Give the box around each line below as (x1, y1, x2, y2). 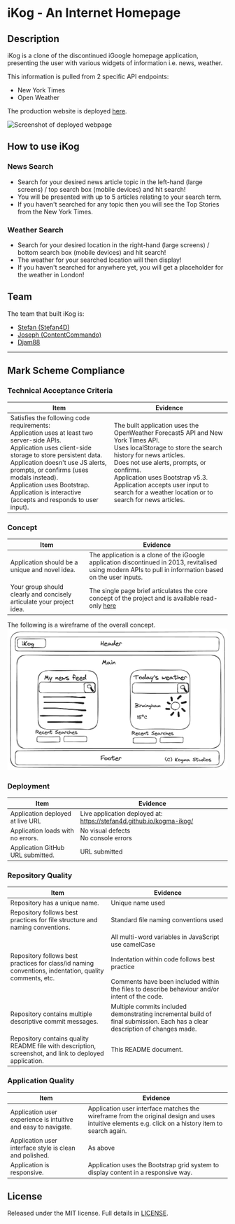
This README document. (111, 1045, 183, 1054)
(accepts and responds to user (10, 496, 99, 504)
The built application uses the (114, 422, 199, 430)
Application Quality (7, 1076, 75, 1086)
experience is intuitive (10, 1115, 73, 1124)
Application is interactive (10, 488, 82, 496)
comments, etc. (10, 973, 55, 982)
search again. (87, 1126, 127, 1135)
